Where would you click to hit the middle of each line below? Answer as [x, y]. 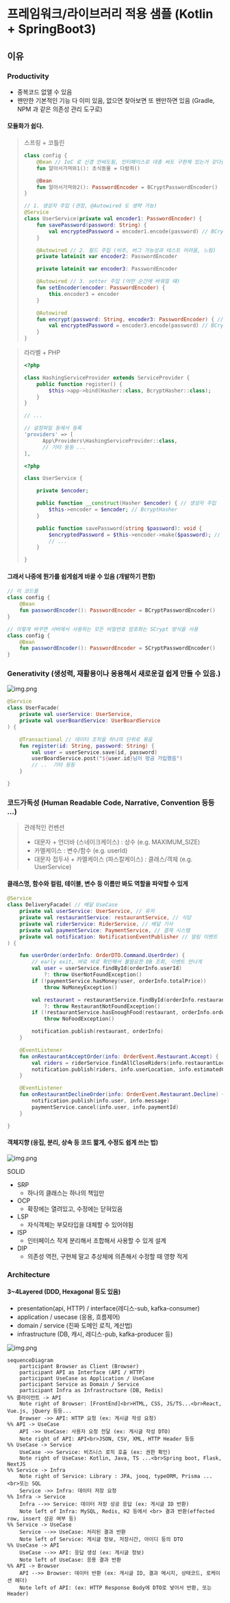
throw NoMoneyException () [80, 987]
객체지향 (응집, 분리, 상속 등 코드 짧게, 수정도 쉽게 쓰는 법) [83, 1142]
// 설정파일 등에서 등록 [53, 428]
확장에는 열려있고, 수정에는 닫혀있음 [75, 1208]
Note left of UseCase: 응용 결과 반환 [71, 1560]
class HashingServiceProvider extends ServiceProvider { [107, 378]
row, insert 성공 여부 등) [42, 1519]
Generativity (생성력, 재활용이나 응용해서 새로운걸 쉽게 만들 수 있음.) [114, 673]
